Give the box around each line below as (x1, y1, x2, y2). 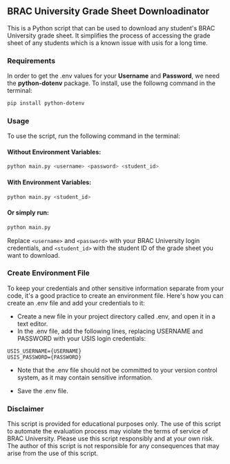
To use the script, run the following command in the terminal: (7, 132, 181, 141)
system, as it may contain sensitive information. (17, 373, 153, 382)
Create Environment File (7, 268, 90, 278)
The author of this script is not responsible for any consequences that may (7, 442, 220, 450)
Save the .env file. (17, 386, 69, 395)
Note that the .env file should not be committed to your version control (17, 366, 218, 374)
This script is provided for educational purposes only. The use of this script (7, 420, 221, 428)
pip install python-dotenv (7, 100, 85, 107)
